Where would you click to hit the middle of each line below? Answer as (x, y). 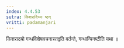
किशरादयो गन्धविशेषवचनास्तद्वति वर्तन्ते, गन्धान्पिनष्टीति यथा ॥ (62, 39)
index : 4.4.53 (23, 11)
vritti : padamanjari (31, 22)
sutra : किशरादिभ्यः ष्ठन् (29, 17)
